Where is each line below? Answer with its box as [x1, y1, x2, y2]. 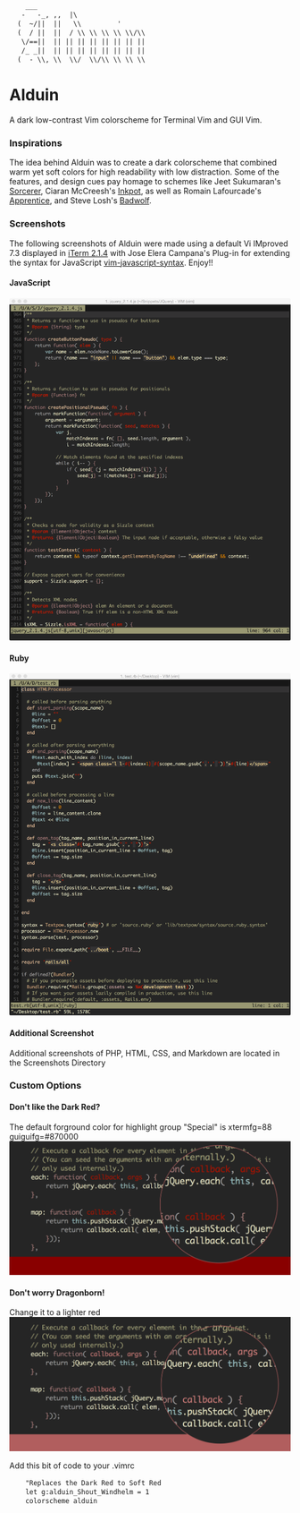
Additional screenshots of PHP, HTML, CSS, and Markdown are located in [9, 1047, 280, 1058]
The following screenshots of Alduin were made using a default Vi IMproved [9, 238, 288, 249]
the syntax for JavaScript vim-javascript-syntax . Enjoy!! [9, 257, 214, 268]
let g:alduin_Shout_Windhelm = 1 [25, 1487, 150, 1496]
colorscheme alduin [25, 1496, 98, 1505]
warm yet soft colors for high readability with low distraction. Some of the [9, 167, 279, 177]
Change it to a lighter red [9, 1307, 101, 1318]
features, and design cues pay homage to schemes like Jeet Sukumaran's [9, 176, 281, 187]
